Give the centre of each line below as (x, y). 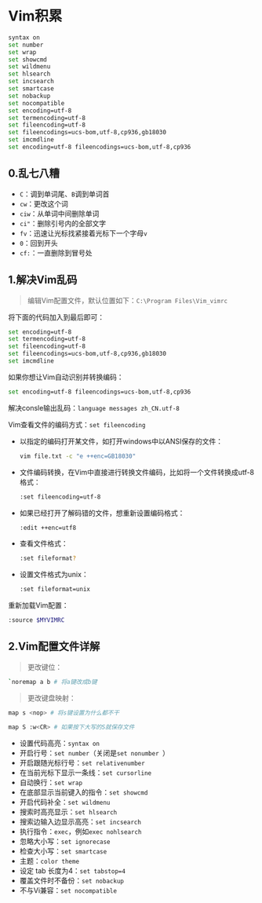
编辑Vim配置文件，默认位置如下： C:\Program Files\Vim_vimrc (127, 300)
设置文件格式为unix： (54, 575)
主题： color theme (49, 861)
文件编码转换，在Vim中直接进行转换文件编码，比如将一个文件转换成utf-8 (137, 472)
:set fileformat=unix (55, 590)
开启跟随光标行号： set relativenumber (82, 762)
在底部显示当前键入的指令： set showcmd (84, 792)
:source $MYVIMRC (36, 620)
